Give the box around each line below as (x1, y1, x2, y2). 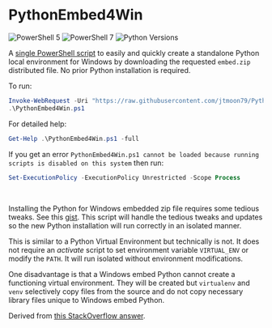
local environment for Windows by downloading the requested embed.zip (8, 57, 251, 66)
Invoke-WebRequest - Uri (8, 96, 89, 104)
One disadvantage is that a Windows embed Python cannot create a (8, 270, 236, 279)
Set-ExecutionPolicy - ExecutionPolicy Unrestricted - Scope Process (8, 173, 241, 181)
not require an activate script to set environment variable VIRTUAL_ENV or (8, 245, 249, 255)
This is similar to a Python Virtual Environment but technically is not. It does (8, 236, 260, 246)
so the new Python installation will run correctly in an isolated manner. (8, 221, 242, 231)
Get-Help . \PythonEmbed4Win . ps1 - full (8, 134, 139, 143)
